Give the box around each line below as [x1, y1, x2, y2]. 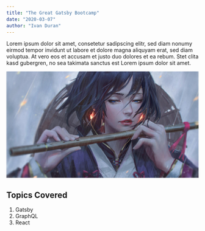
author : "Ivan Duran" [6, 22, 62, 29]
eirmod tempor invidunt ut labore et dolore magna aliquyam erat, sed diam [6, 46, 193, 54]
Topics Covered [6, 190, 68, 200]
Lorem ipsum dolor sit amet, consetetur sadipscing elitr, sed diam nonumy [6, 40, 193, 47]
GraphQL [15, 213, 38, 220]
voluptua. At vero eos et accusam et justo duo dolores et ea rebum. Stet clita [6, 53, 199, 60]
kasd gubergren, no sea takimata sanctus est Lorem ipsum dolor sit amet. [6, 60, 191, 67]
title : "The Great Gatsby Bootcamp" [6, 10, 99, 16]
